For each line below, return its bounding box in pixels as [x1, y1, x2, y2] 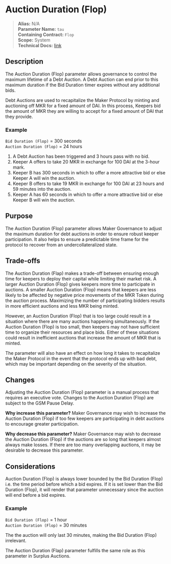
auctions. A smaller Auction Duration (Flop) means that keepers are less [5, 286, 157, 293]
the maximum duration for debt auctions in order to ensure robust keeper [5, 231, 159, 237]
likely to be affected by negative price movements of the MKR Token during [5, 292, 164, 298]
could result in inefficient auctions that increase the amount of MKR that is [5, 334, 161, 340]
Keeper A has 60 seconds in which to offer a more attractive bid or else [12, 191, 163, 198]
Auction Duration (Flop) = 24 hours [5, 144, 83, 150]
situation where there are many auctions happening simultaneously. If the [5, 318, 160, 324]
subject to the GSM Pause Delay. [5, 400, 75, 406]
